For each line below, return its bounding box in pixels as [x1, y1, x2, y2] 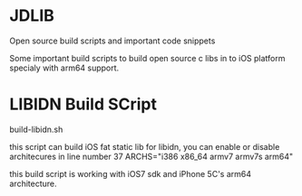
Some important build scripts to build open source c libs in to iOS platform [9, 52, 286, 63]
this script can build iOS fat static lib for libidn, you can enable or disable [9, 141, 280, 152]
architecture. [9, 178, 57, 189]
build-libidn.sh [9, 124, 63, 135]
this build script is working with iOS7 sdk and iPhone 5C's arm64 [9, 168, 252, 179]
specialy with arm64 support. [9, 62, 120, 73]
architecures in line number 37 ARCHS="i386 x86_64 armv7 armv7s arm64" [9, 151, 294, 162]
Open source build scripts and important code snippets [9, 35, 216, 46]
